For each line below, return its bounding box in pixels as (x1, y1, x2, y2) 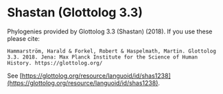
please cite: (7, 34, 40, 42)
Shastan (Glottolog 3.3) (7, 5, 143, 20)
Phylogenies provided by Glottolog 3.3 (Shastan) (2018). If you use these (7, 27, 213, 35)
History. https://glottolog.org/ (7, 59, 103, 66)
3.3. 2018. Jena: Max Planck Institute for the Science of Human (7, 53, 198, 61)
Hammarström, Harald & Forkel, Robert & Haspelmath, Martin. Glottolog (7, 48, 216, 54)
